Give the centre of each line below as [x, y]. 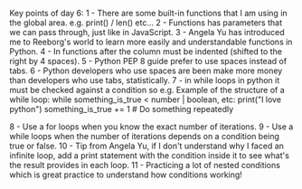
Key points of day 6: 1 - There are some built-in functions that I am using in [148, 13]
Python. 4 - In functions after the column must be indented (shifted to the [146, 52]
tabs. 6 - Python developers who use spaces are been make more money [146, 71]
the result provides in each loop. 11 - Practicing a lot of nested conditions [145, 165]
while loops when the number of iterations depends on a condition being [145, 136]
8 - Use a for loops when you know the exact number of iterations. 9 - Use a [151, 127]
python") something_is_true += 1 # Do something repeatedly [122, 109]
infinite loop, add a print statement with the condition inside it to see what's [149, 156]
